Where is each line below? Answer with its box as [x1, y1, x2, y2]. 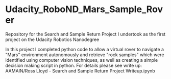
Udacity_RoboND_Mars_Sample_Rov [5, 4, 163, 15]
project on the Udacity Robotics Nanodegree [5, 36, 100, 43]
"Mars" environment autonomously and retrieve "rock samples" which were [5, 52, 164, 58]
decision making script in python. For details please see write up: [5, 62, 142, 68]
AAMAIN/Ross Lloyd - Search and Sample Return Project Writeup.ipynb [5, 67, 156, 74]
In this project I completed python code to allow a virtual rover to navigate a [5, 46, 164, 52]
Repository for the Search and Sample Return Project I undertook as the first [5, 31, 166, 37]
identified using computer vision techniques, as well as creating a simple [5, 57, 158, 63]
